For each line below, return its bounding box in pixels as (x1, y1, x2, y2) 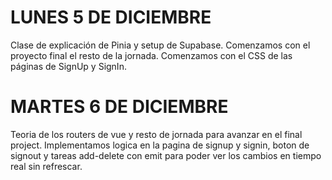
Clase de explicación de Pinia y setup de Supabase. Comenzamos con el (10, 39, 311, 51)
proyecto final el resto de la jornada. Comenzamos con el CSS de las (10, 49, 293, 61)
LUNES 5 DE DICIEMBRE (10, 6, 212, 29)
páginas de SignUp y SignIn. (10, 60, 127, 72)
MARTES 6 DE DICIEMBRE (10, 96, 229, 118)
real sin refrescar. (10, 160, 83, 172)
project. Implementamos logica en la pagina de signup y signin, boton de (10, 139, 310, 151)
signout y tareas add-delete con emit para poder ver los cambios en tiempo (10, 149, 322, 161)
